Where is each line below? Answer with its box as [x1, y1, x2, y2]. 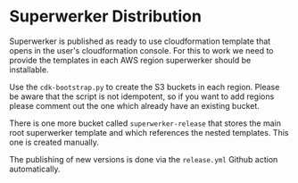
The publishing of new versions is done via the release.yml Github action [9, 154, 278, 164]
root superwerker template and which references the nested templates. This [9, 127, 289, 137]
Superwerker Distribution [9, 6, 203, 27]
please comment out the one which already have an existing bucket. [9, 100, 261, 111]
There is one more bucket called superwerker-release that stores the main [9, 118, 281, 129]
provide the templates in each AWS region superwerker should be [9, 54, 252, 65]
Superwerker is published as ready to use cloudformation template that [9, 36, 271, 46]
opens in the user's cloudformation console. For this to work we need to [9, 45, 274, 55]
